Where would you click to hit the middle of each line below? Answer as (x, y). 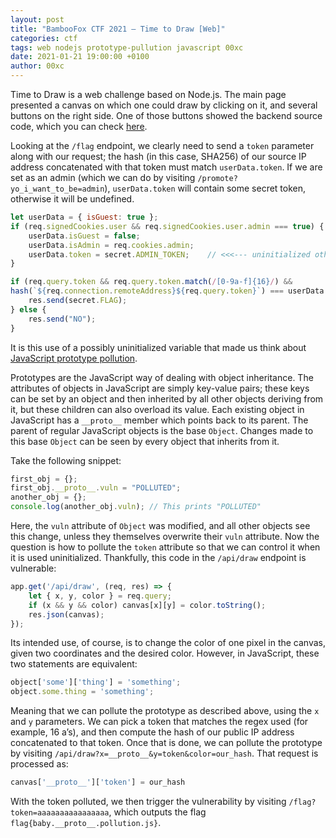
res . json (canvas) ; (66, 614)
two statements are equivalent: (74, 664)
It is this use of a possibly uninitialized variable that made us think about (158, 347)
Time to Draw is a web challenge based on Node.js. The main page (148, 94)
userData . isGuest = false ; (84, 236)
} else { (28, 309)
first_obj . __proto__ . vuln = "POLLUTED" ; (96, 488)
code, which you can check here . (79, 126)
